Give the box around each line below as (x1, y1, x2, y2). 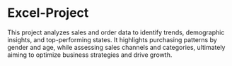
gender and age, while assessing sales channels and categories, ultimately (7, 43, 226, 51)
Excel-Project (7, 5, 89, 21)
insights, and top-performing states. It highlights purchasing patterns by (7, 35, 217, 44)
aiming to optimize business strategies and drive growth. (7, 51, 173, 59)
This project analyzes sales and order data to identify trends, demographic (7, 28, 225, 37)
